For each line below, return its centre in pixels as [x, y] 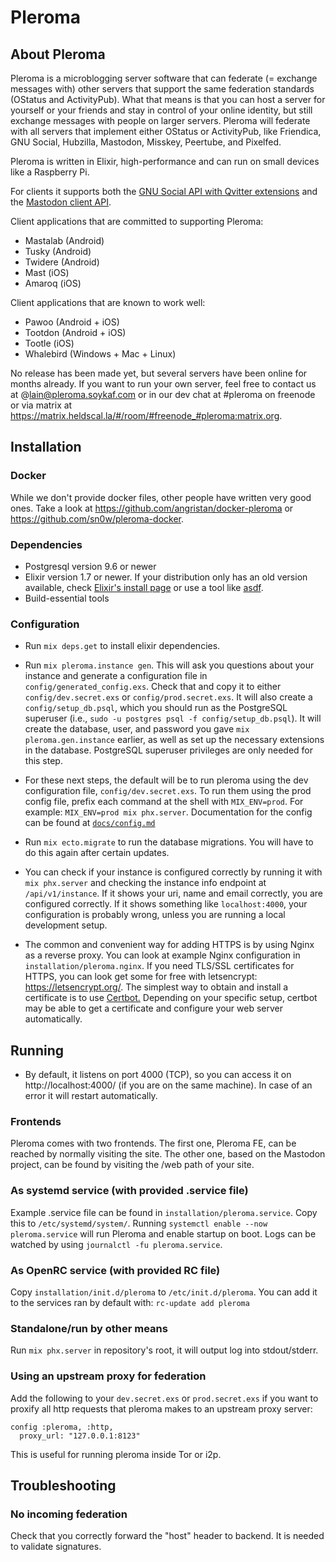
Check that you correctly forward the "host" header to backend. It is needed [167, 1536]
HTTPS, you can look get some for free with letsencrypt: [141, 977]
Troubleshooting [63, 1485]
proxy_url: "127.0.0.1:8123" [80, 1436]
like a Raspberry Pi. [50, 172]
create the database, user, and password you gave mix [137, 729]
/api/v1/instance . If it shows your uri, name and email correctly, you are [173, 893]
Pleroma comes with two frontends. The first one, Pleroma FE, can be [153, 1143]
